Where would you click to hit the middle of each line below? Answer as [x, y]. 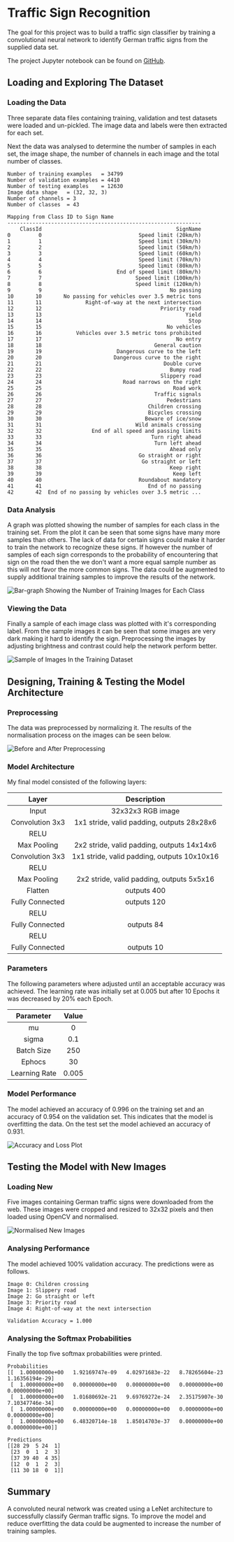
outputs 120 [145, 902]
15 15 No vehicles [104, 327]
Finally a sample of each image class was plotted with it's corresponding [112, 624]
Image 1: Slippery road [42, 1290]
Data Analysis [31, 510]
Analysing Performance [49, 1248]
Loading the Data [37, 103]
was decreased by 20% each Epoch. [60, 999]
